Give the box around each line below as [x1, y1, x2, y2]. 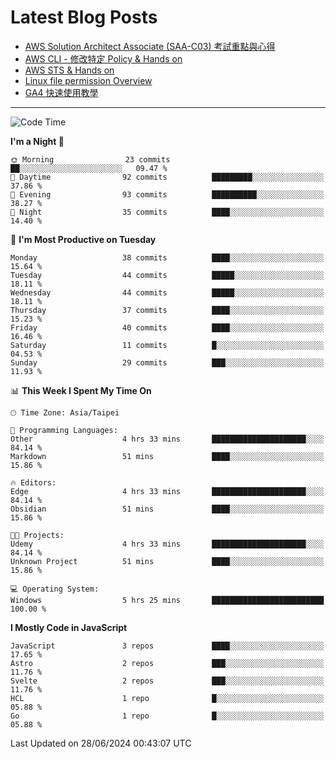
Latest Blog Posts [10, 6, 158, 29]
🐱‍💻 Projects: [10, 530, 65, 540]
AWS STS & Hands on [24, 64, 115, 76]
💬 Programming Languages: [10, 425, 118, 435]
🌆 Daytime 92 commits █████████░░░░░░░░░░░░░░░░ [10, 172, 325, 182]
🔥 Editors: [10, 477, 57, 488]
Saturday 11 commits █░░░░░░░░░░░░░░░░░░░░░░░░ [10, 340, 325, 350]
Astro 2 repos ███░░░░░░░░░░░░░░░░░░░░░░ [10, 658, 325, 668]
